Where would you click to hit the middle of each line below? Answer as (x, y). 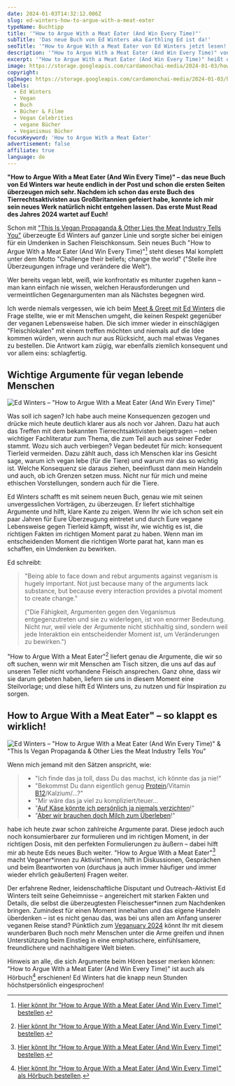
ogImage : (20, 79)
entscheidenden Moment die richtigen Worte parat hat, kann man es (106, 542)
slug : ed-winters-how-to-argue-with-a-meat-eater (81, 20)
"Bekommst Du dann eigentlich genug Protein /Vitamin (113, 785)
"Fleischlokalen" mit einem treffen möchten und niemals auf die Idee (106, 331)
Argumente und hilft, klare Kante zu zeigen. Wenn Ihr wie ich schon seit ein (115, 511)
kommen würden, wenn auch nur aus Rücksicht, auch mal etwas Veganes (114, 338)
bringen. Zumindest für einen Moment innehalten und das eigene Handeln (114, 911)
